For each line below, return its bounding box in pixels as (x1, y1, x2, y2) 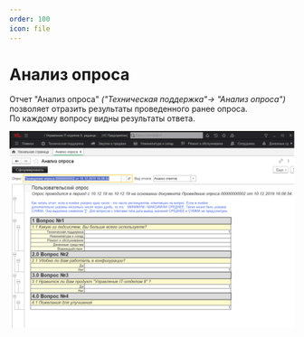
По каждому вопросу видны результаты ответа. (9, 113, 196, 124)
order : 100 (9, 14, 51, 23)
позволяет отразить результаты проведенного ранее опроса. (9, 104, 248, 115)
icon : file (9, 23, 51, 33)
